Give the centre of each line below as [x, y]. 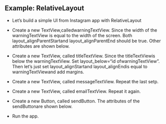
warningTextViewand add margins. [48, 72]
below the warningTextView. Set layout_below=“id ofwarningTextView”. [86, 61]
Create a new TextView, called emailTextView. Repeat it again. [76, 91]
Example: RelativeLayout [44, 8]
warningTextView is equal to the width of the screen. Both [72, 35]
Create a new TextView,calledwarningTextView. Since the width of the [85, 30]
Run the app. [25, 116]
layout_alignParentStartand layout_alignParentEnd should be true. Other [86, 41]
